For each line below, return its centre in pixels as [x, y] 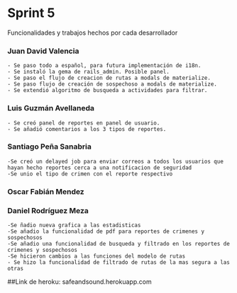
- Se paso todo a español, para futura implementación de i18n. [104, 66]
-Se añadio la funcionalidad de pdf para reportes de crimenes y [106, 231]
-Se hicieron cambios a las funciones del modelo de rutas [97, 256]
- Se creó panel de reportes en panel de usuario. [84, 123]
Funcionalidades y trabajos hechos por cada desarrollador [93, 33]
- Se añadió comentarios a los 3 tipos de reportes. [87, 129]
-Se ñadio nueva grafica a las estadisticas [74, 225]
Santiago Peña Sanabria [50, 146]
